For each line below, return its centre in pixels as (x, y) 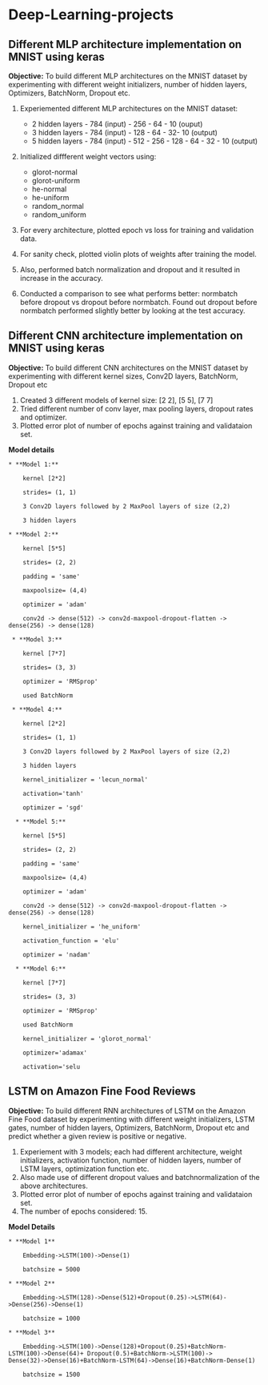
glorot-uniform (56, 181)
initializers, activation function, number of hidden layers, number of (130, 1160)
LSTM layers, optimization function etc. (84, 1168)
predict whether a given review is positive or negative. (97, 1136)
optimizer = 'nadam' (57, 954)
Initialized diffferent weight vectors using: (88, 157)
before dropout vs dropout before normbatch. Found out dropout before (138, 302)
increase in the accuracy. (61, 278)
